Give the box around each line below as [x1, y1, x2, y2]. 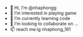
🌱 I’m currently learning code [10, 15, 70, 21]
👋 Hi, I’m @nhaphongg [10, 5, 57, 10]
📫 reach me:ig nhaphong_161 [10, 26, 71, 32]
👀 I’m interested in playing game [10, 10, 77, 16]
